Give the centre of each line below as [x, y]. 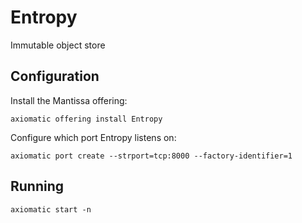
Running [37, 186]
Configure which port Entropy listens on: [93, 137]
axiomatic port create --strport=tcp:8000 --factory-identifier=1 [151, 156]
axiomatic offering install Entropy [86, 119]
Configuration [55, 76]
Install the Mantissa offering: [69, 100]
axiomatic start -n [51, 209]
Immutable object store [58, 45]
